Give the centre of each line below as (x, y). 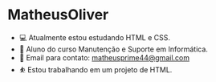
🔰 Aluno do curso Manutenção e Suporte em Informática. (113, 49)
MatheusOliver (58, 15)
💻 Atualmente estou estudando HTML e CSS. (94, 37)
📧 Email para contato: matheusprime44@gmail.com (104, 57)
